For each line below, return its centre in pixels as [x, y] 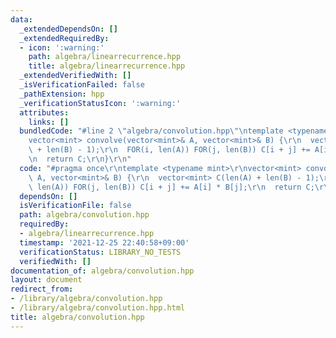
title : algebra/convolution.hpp [77, 317]
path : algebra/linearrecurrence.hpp [105, 57]
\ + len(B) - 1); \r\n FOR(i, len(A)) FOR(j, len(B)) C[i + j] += [169, 150]
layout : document [46, 280]
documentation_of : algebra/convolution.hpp [102, 271]
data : [21, 19]
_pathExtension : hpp [62, 94]
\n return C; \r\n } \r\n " [80, 159]
